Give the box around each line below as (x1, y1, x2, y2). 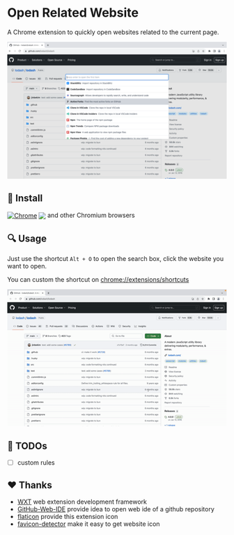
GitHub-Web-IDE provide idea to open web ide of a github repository (17, 504, 214, 513)
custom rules (17, 458, 55, 467)
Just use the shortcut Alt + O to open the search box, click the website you (7, 255, 224, 263)
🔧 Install (7, 193, 43, 205)
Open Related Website (7, 5, 139, 21)
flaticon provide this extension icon (17, 512, 118, 520)
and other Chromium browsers (47, 211, 136, 219)
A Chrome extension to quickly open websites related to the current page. (7, 28, 219, 36)
